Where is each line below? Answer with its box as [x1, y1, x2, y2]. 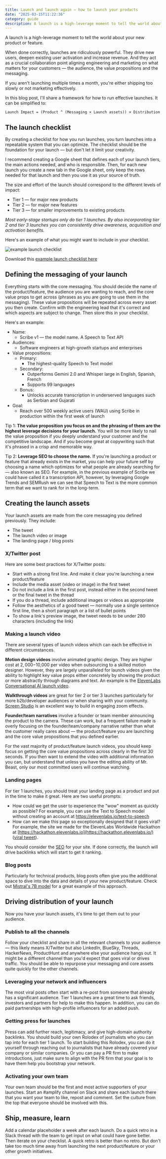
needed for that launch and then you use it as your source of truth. [5, 172, 141, 178]
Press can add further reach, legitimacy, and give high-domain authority [5, 1029, 152, 1035]
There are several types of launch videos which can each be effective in [5, 642, 152, 648]
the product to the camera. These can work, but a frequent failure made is [5, 718, 156, 724]
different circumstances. [5, 647, 55, 653]
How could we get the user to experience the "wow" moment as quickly [12, 803, 159, 809]
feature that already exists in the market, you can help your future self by [5, 458, 154, 464]
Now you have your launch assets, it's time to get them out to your [5, 911, 140, 917]
